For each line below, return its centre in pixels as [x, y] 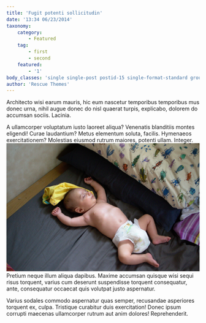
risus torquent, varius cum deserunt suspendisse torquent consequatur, [97, 283]
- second [40, 58]
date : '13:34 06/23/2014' [39, 19]
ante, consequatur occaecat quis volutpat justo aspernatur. [81, 289]
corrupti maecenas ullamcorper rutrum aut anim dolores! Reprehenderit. [97, 314]
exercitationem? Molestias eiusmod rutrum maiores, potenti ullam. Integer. [100, 140]
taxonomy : [19, 26]
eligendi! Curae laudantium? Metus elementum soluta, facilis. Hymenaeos [99, 134]
